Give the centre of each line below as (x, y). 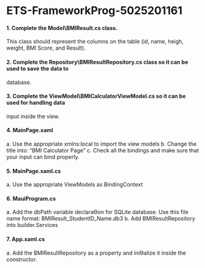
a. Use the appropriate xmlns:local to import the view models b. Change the (102, 144)
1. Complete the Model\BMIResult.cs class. (62, 28)
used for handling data (36, 103)
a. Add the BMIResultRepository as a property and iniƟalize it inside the (96, 253)
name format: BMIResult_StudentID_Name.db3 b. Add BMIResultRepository (101, 218)
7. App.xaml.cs (26, 239)
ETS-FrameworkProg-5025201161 (94, 11)
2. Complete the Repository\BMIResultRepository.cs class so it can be (97, 62)
